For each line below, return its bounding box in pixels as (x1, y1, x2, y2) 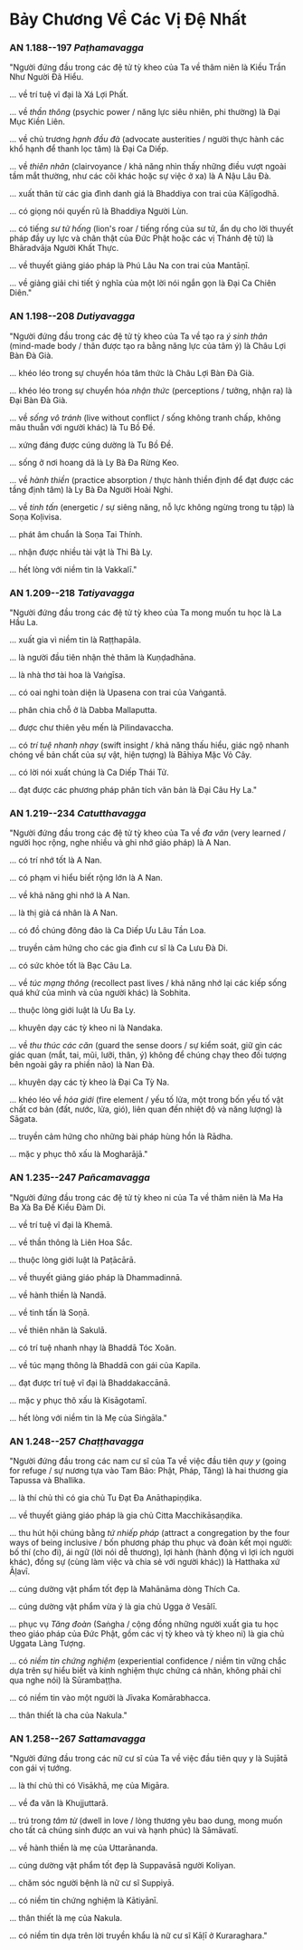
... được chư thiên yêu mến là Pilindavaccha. (9, 722, 174, 733)
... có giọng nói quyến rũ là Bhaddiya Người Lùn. (9, 206, 188, 217)
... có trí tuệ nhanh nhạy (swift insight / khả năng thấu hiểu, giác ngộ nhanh (9, 739, 289, 751)
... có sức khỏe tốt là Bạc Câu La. (9, 961, 133, 971)
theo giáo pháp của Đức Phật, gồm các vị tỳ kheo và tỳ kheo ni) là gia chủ (9, 1627, 285, 1639)
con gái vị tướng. (9, 1762, 72, 1773)
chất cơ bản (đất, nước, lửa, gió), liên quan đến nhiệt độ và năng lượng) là (9, 1104, 282, 1115)
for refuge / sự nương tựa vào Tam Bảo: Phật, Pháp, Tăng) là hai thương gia (9, 1464, 289, 1476)
